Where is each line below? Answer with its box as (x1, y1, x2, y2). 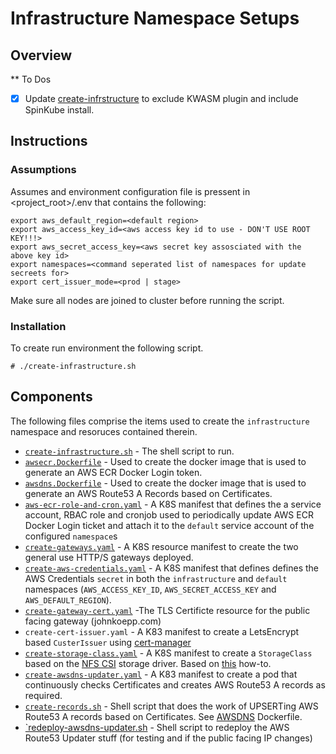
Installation (10, 319, 67, 333)
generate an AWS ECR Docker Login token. (24, 466, 203, 478)
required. (24, 689, 63, 701)
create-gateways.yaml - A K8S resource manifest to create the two (24, 540, 299, 552)
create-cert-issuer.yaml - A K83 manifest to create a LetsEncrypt (24, 625, 300, 637)
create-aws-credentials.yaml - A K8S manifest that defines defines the (24, 562, 320, 574)
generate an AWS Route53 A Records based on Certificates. (24, 487, 273, 499)
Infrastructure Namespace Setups (10, 7, 300, 30)
